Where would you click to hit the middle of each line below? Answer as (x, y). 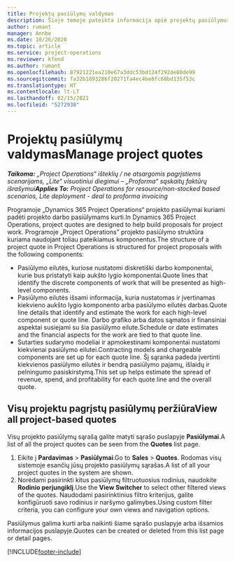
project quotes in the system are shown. (75, 472)
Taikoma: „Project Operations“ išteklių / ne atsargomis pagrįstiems (104, 174)
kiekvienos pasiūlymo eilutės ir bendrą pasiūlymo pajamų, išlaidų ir (113, 364)
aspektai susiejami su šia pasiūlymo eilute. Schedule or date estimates (118, 327)
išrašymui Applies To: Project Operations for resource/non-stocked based (114, 188)
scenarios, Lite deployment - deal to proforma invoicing (87, 196)
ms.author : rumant (34, 66)
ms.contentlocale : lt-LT (43, 92)
